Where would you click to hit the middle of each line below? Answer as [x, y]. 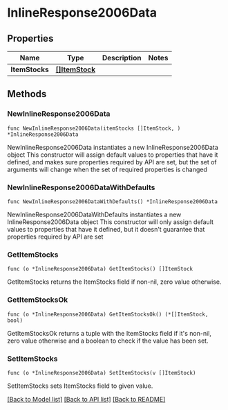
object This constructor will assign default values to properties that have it [113, 155]
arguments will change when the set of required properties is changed [107, 169]
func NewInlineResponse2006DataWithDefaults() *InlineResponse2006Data [112, 202]
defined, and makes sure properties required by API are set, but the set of [112, 162]
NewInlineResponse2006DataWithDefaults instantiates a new [94, 214]
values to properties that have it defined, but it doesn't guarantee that [106, 229]
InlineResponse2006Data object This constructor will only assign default [111, 222]
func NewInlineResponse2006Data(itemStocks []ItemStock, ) [94, 128]
